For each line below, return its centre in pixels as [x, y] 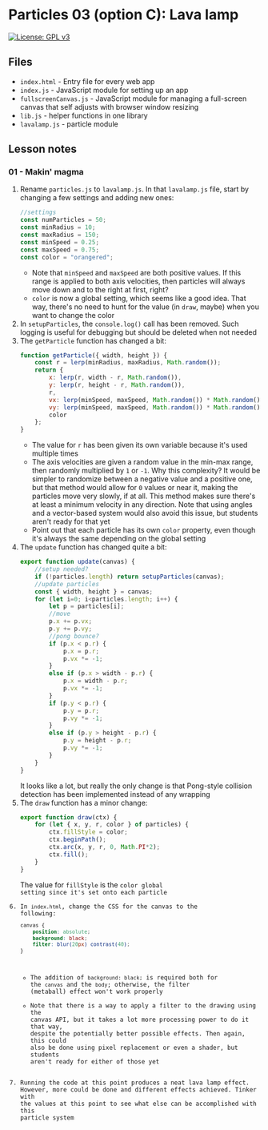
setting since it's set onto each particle [94, 892]
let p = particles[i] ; [87, 606]
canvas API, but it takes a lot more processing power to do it [140, 1020]
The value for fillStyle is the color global [91, 885]
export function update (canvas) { [77, 562]
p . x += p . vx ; [71, 621]
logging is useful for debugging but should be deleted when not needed [138, 332]
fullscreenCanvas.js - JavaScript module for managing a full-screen [133, 99]
